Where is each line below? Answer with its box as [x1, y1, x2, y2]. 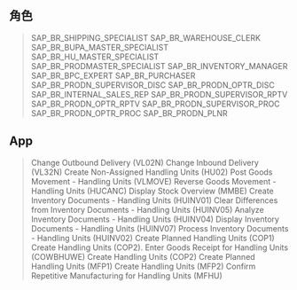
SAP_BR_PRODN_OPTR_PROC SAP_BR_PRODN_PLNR [30, 107, 228, 118]
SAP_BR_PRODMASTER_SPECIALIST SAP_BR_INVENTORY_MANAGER [30, 60, 288, 71]
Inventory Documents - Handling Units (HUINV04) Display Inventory [30, 214, 279, 224]
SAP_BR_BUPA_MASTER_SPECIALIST [30, 42, 168, 52]
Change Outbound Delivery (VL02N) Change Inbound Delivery [30, 157, 259, 168]
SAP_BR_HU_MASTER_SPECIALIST [30, 51, 160, 62]
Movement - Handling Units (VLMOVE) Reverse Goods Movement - [30, 176, 277, 186]
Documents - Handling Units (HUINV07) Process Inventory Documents [30, 223, 289, 233]
